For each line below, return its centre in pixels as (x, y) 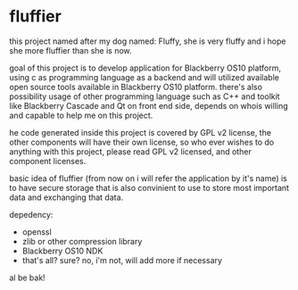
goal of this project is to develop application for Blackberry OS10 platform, (145, 68)
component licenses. (48, 161)
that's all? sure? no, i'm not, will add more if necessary (122, 260)
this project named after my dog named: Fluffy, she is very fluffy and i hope (148, 41)
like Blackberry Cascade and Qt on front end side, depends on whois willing (149, 105)
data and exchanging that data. (66, 197)
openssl (37, 232)
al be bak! (28, 278)
